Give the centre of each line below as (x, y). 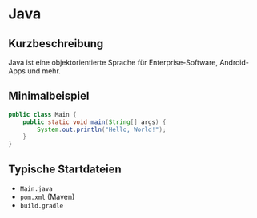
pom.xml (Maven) (47, 197)
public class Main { (43, 114)
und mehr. (44, 71)
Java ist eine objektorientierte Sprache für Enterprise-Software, (113, 62)
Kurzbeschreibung (56, 44)
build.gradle (42, 206)
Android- (235, 62)
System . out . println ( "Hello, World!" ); (102, 129)
